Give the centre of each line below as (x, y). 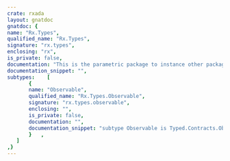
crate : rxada (26, 13)
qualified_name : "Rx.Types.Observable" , (87, 97)
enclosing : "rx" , (32, 52)
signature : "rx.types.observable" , (79, 103)
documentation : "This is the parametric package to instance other (105, 64)
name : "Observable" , (58, 90)
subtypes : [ (29, 77)
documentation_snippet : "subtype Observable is (98, 128)
